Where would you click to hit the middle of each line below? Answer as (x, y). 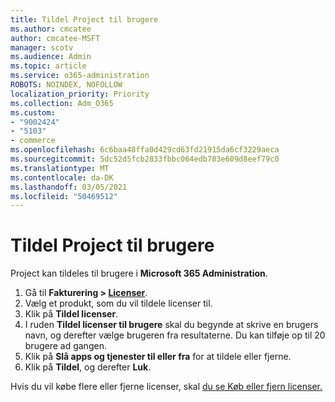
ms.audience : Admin (51, 57)
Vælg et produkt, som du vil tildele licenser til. (118, 303)
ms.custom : (33, 112)
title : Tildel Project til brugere (84, 19)
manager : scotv (42, 47)
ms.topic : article (48, 66)
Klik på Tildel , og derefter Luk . (88, 367)
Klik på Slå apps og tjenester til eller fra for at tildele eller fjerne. (158, 357)
